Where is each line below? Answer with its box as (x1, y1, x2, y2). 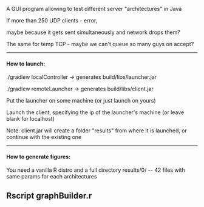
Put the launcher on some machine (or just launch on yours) (6, 97, 156, 104)
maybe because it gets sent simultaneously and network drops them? (6, 29, 180, 36)
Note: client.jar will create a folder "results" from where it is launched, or (6, 127, 187, 134)
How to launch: (6, 60, 46, 67)
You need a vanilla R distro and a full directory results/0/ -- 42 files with (6, 166, 185, 174)
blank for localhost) (6, 115, 55, 123)
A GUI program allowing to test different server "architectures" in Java (6, 5, 182, 12)
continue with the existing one (6, 134, 82, 141)
